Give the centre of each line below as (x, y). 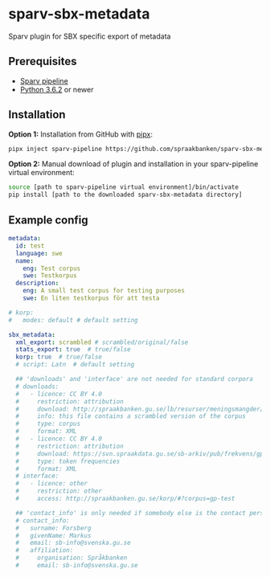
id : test (30, 246)
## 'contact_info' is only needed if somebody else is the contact (131, 513)
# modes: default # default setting (73, 320)
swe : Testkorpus (50, 276)
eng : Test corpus (52, 268)
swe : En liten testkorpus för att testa (91, 298)
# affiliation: (45, 550)
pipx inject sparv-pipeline (55, 149)
